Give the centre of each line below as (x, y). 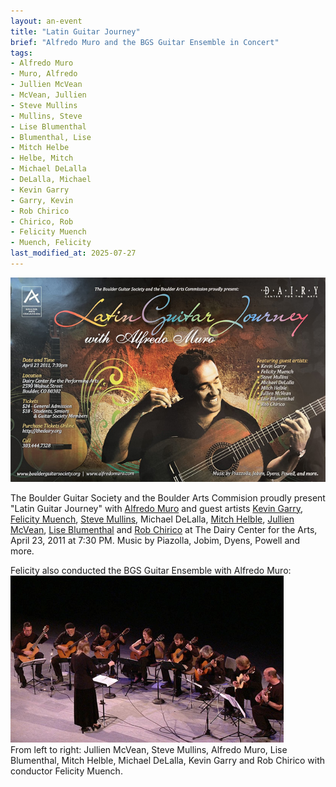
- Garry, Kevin (42, 200)
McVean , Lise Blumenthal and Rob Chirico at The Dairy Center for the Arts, (164, 529)
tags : (21, 53)
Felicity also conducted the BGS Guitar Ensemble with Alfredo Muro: (151, 570)
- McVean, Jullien (48, 95)
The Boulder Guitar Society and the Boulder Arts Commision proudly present (168, 497)
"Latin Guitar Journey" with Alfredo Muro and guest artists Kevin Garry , (157, 508)
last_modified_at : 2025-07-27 (73, 253)
